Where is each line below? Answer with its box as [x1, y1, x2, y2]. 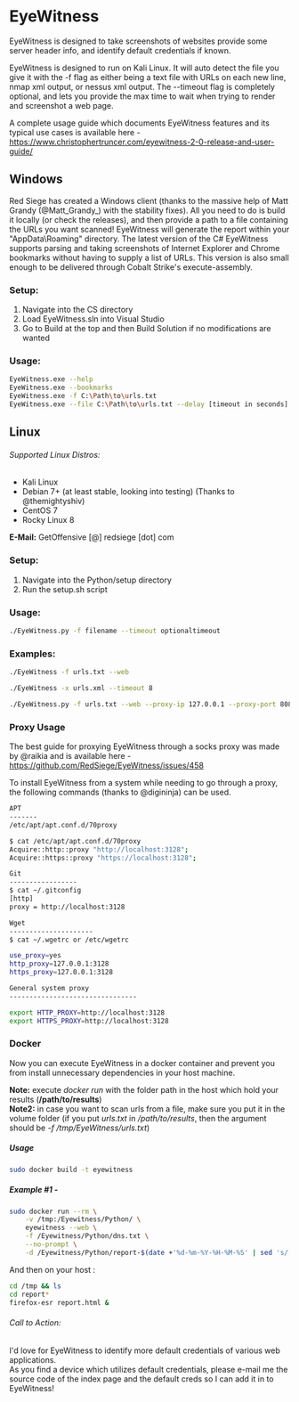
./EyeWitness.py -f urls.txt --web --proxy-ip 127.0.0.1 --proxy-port [9, 699, 277, 709]
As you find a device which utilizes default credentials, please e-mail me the [9, 1364, 288, 1374]
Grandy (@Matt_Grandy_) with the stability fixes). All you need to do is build [9, 205, 286, 216]
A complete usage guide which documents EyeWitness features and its [9, 118, 270, 128]
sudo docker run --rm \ [9, 1207, 98, 1216]
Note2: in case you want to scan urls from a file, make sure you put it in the [9, 1103, 286, 1114]
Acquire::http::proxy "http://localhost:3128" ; [9, 844, 190, 854]
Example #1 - [9, 1185, 59, 1195]
